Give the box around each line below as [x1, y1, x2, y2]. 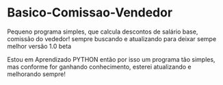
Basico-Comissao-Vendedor [7, 5, 173, 21]
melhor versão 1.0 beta [7, 42, 72, 50]
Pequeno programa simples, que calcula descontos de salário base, [7, 27, 198, 36]
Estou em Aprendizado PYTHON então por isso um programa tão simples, [7, 55, 215, 63]
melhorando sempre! [7, 70, 66, 78]
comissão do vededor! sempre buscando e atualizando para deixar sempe [7, 34, 217, 42]
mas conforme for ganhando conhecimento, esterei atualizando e [7, 62, 192, 71]
